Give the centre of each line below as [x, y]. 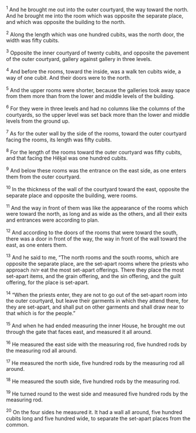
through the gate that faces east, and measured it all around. [79, 331]
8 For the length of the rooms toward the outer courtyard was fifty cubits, [94, 151]
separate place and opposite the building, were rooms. [72, 195]
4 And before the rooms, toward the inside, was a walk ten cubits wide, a [94, 71]
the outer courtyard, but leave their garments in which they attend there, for [97, 301]
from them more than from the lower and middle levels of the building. [90, 96]
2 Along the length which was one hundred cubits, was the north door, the [95, 33]
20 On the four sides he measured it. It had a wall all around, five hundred [94, 412]
